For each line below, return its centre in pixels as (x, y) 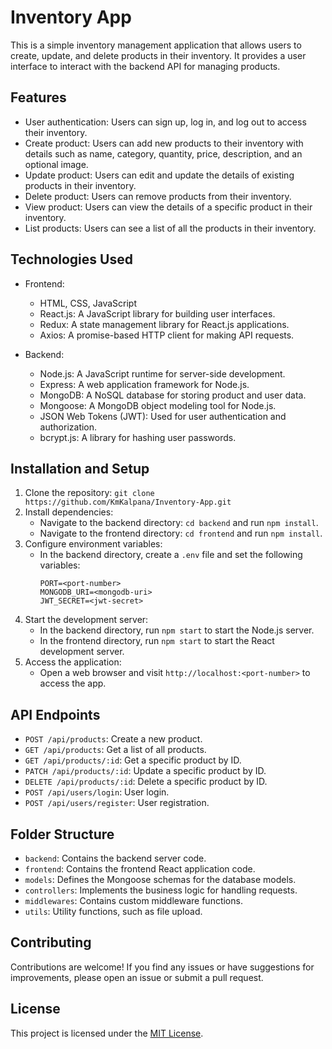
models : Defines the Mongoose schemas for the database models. (160, 879)
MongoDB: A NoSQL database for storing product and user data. (173, 395)
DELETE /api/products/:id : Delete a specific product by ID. (146, 782)
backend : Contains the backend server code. (115, 858)
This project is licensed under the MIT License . (107, 1033)
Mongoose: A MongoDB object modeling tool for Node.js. (158, 405)
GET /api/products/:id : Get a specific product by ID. (133, 760)
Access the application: (73, 662)
